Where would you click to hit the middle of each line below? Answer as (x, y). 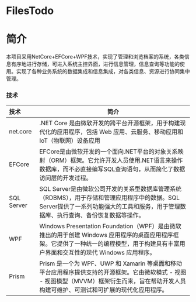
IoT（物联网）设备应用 (70, 140)
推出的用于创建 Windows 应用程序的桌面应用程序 (106, 235)
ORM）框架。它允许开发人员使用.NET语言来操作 (117, 160)
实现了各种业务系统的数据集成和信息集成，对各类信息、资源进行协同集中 (103, 71)
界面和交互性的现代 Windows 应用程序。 (100, 253)
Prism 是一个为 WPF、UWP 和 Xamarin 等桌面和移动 (111, 263)
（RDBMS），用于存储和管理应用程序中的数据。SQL (109, 198)
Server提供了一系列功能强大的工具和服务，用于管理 (110, 207)
